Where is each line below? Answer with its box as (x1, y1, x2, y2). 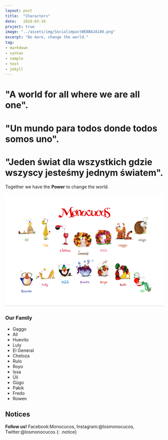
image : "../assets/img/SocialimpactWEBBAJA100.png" (5, 29, 115, 35)
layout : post (5, 8, 33, 13)
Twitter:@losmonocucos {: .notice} (5, 428, 77, 435)
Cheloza (12, 352, 30, 358)
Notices (5, 410, 30, 419)
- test (5, 61, 19, 66)
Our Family (5, 315, 33, 322)
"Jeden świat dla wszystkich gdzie (5, 156, 153, 168)
